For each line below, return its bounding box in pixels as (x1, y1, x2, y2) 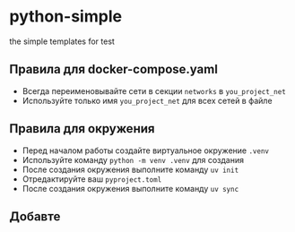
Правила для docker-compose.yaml (9, 62, 218, 77)
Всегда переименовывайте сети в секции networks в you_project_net (22, 85, 287, 96)
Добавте (9, 209, 61, 224)
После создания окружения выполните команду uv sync (22, 183, 239, 193)
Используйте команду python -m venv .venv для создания (22, 154, 245, 165)
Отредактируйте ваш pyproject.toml (22, 173, 162, 185)
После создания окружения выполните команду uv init (22, 164, 239, 175)
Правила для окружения (9, 121, 155, 136)
